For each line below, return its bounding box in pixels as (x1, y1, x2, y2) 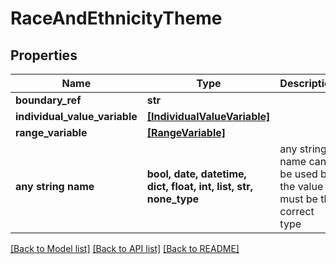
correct (279, 205, 315, 218)
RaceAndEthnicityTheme (10, 7, 223, 30)
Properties (10, 47, 78, 64)
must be (279, 192, 318, 206)
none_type (146, 192, 200, 206)
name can (279, 155, 327, 168)
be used (279, 167, 318, 181)
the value (279, 180, 324, 193)
